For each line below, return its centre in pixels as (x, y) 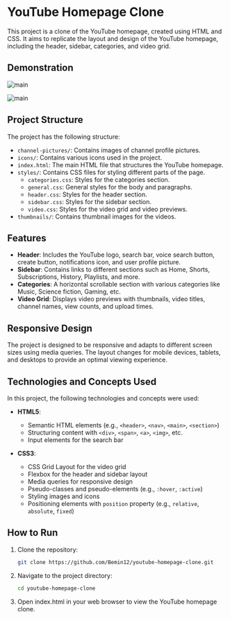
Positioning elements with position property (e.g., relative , (113, 503)
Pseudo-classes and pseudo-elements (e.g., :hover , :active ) (115, 489)
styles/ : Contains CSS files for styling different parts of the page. (111, 172)
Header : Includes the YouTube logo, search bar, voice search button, (116, 255)
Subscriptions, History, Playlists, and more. (79, 277)
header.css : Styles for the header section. (87, 194)
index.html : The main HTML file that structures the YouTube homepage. (120, 164)
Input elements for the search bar (75, 440)
